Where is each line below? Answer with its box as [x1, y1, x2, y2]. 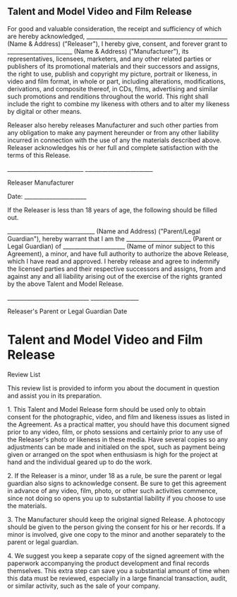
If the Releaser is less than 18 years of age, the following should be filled [7, 205, 217, 214]
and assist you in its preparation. [7, 391, 102, 400]
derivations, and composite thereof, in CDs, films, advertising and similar [7, 84, 219, 93]
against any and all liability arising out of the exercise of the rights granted [7, 272, 223, 280]
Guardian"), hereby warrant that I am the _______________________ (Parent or [7, 234, 222, 243]
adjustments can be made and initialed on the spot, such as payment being [7, 442, 226, 451]
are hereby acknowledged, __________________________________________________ [7, 32, 228, 40]
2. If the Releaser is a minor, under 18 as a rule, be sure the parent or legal [7, 471, 222, 480]
